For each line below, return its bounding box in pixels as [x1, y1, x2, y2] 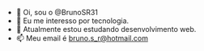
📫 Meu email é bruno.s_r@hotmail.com [15, 33, 148, 43]
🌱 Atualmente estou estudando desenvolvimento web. [15, 25, 197, 33]
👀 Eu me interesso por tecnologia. [15, 16, 130, 25]
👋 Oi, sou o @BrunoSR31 [15, 8, 99, 17]
